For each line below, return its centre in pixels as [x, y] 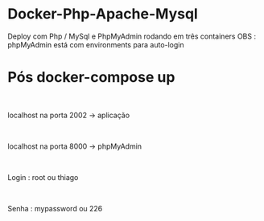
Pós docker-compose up [91, 78]
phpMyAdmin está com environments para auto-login [96, 44]
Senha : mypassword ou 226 [55, 208]
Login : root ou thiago [43, 177]
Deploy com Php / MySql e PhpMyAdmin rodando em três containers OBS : [132, 36]
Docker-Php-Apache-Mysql [103, 14]
